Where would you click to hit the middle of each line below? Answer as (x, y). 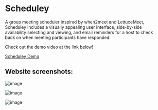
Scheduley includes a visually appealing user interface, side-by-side (74, 27)
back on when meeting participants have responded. (58, 37)
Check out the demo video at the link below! (49, 47)
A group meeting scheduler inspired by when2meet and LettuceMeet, (75, 22)
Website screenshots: (39, 72)
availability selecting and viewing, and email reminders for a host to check (79, 32)
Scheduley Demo (22, 56)
